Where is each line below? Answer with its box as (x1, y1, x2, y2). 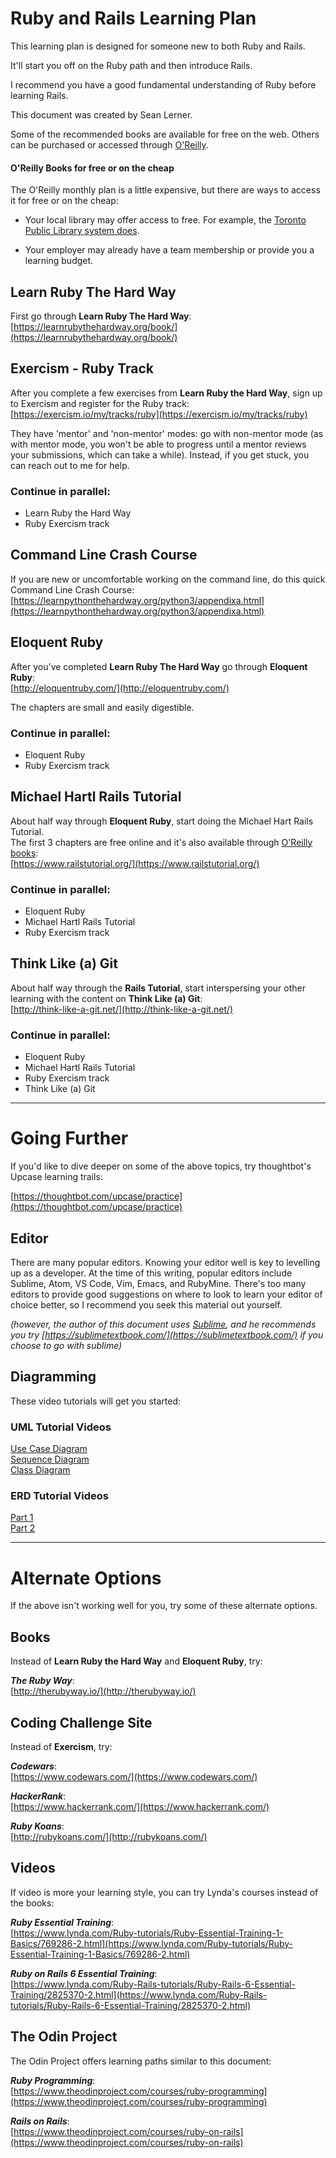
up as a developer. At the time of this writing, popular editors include (10, 1267, 293, 1279)
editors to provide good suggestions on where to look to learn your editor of (10, 1288, 323, 1300)
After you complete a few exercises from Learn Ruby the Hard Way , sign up (10, 387, 323, 399)
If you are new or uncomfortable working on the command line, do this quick (10, 573, 326, 585)
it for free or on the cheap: (10, 195, 119, 207)
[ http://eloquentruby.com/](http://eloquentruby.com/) (10, 682, 230, 694)
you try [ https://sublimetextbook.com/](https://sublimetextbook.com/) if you (10, 1328, 324, 1341)
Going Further (10, 1127, 129, 1150)
